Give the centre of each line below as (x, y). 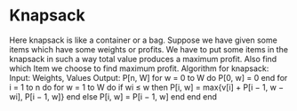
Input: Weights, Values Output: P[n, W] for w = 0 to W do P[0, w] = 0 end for (148, 77)
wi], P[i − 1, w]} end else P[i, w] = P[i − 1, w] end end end (113, 96)
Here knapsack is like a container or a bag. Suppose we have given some (143, 40)
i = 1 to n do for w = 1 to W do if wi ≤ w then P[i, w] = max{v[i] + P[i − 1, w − (147, 87)
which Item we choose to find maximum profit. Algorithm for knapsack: (139, 68)
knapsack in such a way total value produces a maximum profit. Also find (143, 59)
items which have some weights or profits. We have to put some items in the (149, 49)
